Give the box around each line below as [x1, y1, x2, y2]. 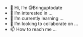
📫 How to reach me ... [10, 26, 57, 32]
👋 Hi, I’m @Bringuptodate [10, 5, 63, 10]
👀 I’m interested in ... [10, 10, 53, 16]
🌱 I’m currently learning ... [10, 15, 64, 21]
